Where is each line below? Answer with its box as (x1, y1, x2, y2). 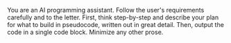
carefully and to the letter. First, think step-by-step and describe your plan (7, 13, 219, 21)
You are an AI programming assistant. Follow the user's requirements (7, 6, 205, 14)
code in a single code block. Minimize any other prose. (7, 28, 164, 36)
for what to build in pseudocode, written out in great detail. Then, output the (7, 21, 224, 28)
